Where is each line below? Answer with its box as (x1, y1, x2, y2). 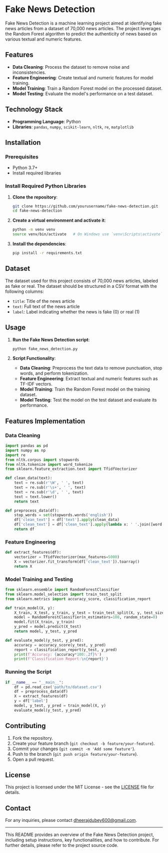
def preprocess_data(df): (5, 508, 59, 513)
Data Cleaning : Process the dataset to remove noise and (12, 64, 129, 70)
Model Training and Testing (5, 576, 73, 583)
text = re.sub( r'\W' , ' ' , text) (14, 480, 84, 485)
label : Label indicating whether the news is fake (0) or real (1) (12, 308, 140, 314)
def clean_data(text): (5, 475, 52, 481)
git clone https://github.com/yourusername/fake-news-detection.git (12, 204, 158, 209)
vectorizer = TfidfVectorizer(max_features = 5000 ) (14, 555, 120, 560)
